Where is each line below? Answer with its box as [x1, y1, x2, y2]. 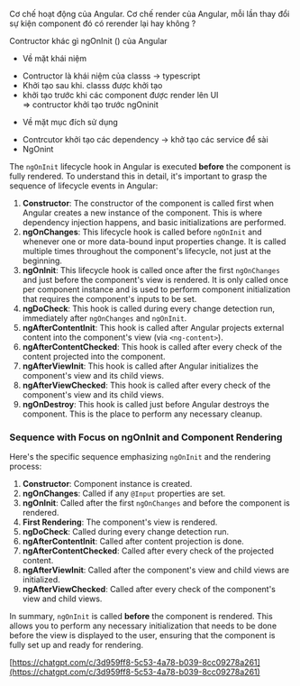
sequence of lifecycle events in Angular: [9, 180, 159, 191]
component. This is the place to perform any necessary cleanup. [22, 408, 263, 419]
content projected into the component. [22, 352, 166, 361]
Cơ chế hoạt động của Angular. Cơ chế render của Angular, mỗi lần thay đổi [9, 9, 290, 19]
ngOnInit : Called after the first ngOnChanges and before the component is [22, 498, 290, 508]
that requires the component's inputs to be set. [22, 294, 197, 304]
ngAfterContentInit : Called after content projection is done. [22, 536, 245, 547]
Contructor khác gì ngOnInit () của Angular [9, 36, 168, 46]
